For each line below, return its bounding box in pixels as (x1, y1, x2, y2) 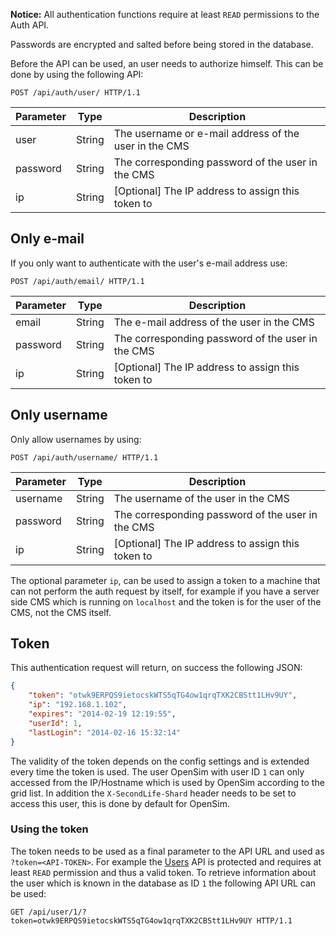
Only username (10, 407, 108, 424)
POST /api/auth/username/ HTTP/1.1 (10, 452, 159, 463)
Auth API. (10, 19, 50, 31)
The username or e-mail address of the (113, 127, 300, 140)
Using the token (10, 822, 89, 836)
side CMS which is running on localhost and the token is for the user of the (10, 595, 322, 608)
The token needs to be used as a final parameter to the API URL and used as (10, 845, 325, 857)
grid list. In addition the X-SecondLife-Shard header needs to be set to (10, 787, 297, 799)
